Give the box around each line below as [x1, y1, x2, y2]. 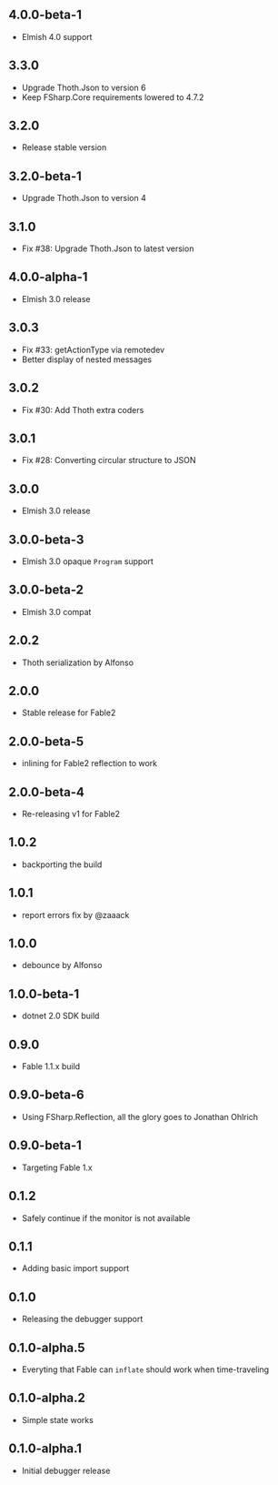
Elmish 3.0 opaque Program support [21, 555, 154, 567]
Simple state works [21, 1414, 94, 1425]
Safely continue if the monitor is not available [21, 1212, 191, 1223]
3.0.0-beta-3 [8, 531, 84, 547]
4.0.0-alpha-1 [8, 269, 88, 285]
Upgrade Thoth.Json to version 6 [21, 82, 146, 93]
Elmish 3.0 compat [21, 606, 92, 617]
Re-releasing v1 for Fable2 [21, 809, 120, 819]
